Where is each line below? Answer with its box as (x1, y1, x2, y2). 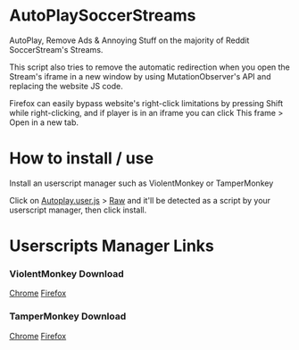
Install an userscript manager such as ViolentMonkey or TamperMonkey (9, 178, 274, 188)
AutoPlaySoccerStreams (9, 5, 196, 26)
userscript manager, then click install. (9, 204, 147, 215)
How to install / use (9, 148, 154, 169)
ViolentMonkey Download (9, 267, 124, 279)
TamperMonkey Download (9, 310, 127, 322)
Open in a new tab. (9, 117, 79, 128)
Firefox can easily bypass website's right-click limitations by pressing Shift (9, 97, 284, 108)
